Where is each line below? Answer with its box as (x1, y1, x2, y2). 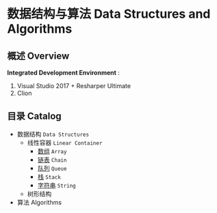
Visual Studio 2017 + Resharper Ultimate (16, 82, 131, 89)
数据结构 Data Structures (16, 130, 90, 138)
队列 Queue (37, 164, 67, 172)
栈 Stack (37, 172, 62, 181)
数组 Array (37, 147, 67, 155)
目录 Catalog (7, 111, 62, 122)
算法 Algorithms (16, 198, 62, 206)
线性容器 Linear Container (27, 138, 103, 147)
